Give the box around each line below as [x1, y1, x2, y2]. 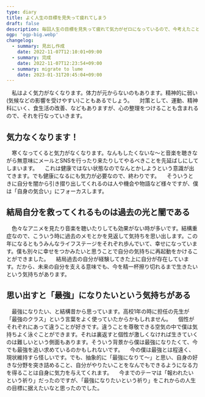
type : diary [6, 9, 37, 15]
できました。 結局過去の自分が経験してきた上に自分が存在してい [16, 255, 184, 262]
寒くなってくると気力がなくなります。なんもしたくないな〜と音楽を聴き [11, 149, 193, 157]
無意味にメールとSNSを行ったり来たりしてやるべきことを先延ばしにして [16, 157, 199, 164]
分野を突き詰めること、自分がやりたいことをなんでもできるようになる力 [16, 361, 198, 368]
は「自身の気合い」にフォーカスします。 [6, 187, 108, 195]
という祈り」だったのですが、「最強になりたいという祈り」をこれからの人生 [6, 376, 196, 384]
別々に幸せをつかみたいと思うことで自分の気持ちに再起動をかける [27, 248, 193, 255]
